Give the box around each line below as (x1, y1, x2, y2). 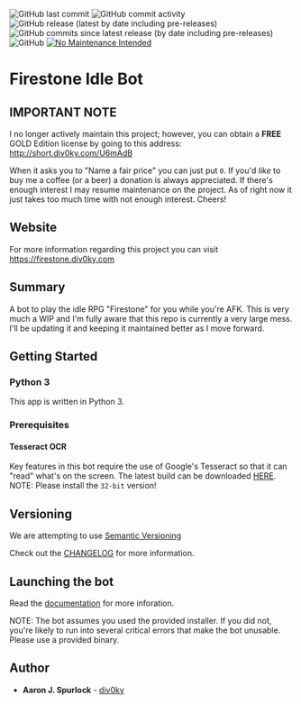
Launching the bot (9, 573, 114, 590)
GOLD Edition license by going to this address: (9, 138, 182, 149)
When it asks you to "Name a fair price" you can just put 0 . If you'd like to (9, 165, 281, 176)
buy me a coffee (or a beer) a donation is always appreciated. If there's (9, 175, 273, 185)
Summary (9, 279, 66, 295)
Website (9, 220, 57, 235)
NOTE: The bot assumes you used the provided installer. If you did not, (9, 616, 272, 626)
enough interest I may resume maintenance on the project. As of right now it (9, 185, 292, 195)
